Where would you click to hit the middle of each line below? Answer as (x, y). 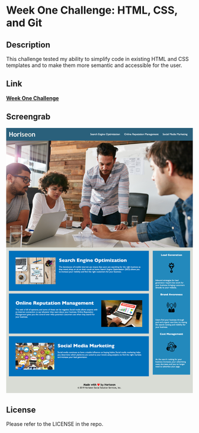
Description (28, 45)
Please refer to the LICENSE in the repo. (55, 424)
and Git (24, 23)
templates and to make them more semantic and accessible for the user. (94, 65)
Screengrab (28, 117)
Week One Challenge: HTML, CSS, (92, 10)
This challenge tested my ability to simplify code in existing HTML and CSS (97, 59)
